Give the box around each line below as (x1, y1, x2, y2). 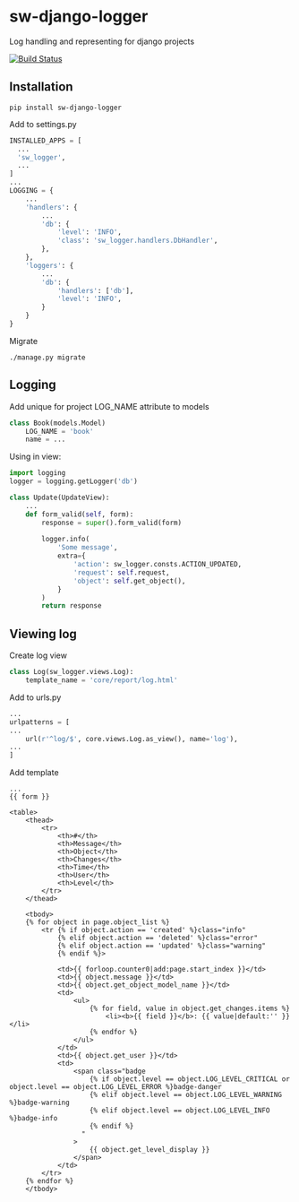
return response (41, 601, 102, 610)
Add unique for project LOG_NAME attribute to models (9, 401, 209, 411)
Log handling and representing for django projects (9, 36, 195, 47)
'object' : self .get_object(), (73, 576, 186, 585)
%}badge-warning (9, 1098, 70, 1108)
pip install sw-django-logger (9, 103, 123, 112)
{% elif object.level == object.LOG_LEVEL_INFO (89, 1106, 270, 1115)
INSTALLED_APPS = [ (9, 136, 82, 145)
